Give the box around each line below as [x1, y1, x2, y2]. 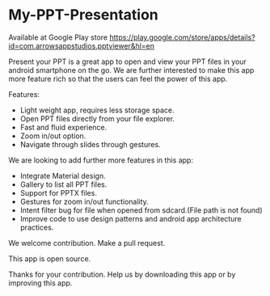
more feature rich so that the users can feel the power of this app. [8, 74, 228, 83]
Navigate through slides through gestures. [19, 139, 161, 149]
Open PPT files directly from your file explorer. [19, 113, 175, 123]
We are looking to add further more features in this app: [8, 155, 194, 165]
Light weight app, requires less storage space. [19, 105, 175, 115]
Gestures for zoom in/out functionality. [19, 197, 150, 206]
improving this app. [8, 277, 73, 288]
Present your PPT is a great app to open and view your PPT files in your [8, 57, 247, 66]
